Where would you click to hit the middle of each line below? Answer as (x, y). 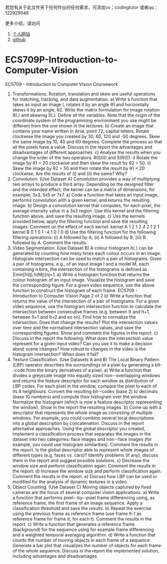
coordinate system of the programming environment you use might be (84, 120)
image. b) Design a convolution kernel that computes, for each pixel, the (86, 205)
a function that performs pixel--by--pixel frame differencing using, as (83, 497)
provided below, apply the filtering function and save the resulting (80, 221)
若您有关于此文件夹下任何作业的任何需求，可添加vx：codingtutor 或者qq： (82, 7)
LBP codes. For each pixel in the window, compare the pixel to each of (84, 386)
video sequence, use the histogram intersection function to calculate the (87, 306)
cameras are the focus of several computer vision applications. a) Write (86, 492)
